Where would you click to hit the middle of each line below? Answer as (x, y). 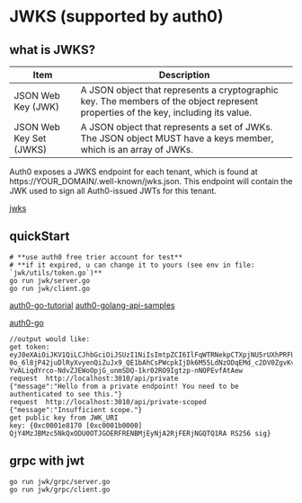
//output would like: (50, 339)
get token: (30, 347)
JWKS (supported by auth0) (116, 17)
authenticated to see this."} (66, 394)
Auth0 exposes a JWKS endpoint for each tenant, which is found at (133, 172)
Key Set (30, 138)
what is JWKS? (53, 50)
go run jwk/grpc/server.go (60, 481)
